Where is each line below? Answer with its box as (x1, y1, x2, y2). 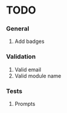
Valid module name (14, 72, 62, 79)
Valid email (14, 66, 41, 73)
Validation (6, 52, 36, 61)
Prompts (14, 101, 35, 108)
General (6, 25, 29, 33)
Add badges (14, 38, 45, 45)
